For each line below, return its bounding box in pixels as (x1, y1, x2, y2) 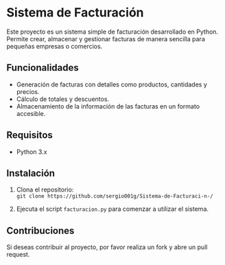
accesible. (16, 109, 46, 117)
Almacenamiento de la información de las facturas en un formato (16, 102, 200, 111)
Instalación (6, 167, 56, 179)
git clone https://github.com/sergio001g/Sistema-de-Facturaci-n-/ (16, 193, 213, 200)
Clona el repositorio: (16, 185, 74, 194)
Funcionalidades (6, 62, 80, 73)
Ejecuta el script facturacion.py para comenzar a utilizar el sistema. (16, 205, 209, 214)
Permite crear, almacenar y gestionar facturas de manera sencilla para (6, 34, 205, 43)
